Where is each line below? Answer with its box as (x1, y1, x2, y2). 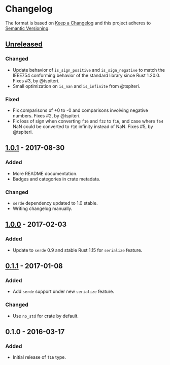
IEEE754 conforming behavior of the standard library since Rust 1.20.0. (12, 72, 161, 78)
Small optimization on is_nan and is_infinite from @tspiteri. (12, 83, 141, 89)
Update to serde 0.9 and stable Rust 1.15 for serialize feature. (12, 247, 143, 253)
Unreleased (5, 40, 43, 49)
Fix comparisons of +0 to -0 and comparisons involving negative (12, 107, 148, 113)
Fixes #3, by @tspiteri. (12, 77, 60, 84)
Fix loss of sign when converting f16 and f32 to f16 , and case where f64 (12, 118, 163, 124)
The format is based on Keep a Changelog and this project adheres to (5, 20, 151, 26)
